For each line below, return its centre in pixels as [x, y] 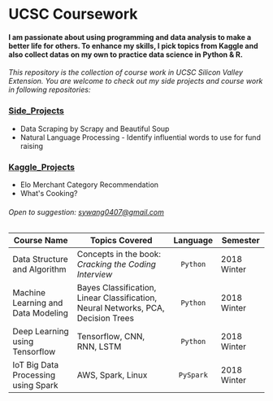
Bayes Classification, [117, 288]
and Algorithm [39, 269]
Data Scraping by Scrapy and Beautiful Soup [95, 129]
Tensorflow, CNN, [111, 337]
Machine [29, 293]
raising [31, 146]
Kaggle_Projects [42, 167]
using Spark [35, 386]
